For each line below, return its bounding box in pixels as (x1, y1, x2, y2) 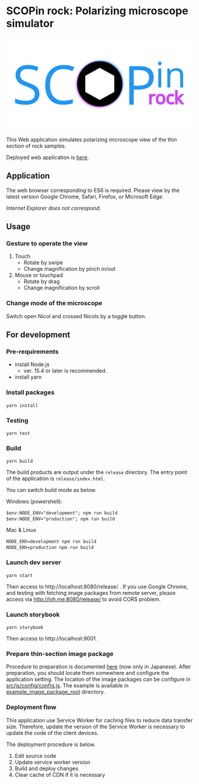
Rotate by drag (23, 278, 60, 285)
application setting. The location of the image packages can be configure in (6, 676, 191, 683)
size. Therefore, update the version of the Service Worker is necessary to (6, 723, 185, 730)
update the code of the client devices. (6, 729, 99, 736)
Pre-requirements (6, 348, 59, 356)
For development (6, 330, 70, 340)
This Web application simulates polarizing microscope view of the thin (6, 136, 177, 143)
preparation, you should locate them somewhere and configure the (6, 670, 169, 677)
